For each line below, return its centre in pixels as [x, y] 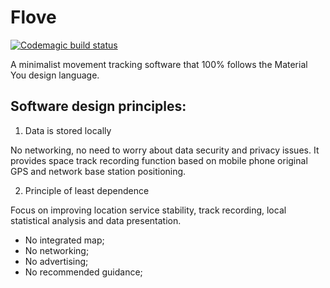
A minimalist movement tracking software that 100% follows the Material [159, 64]
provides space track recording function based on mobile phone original [159, 160]
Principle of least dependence [87, 190]
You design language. [55, 75]
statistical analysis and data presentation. [96, 220]
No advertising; [56, 261]
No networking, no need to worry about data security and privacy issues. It [165, 150]
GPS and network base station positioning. [98, 171]
